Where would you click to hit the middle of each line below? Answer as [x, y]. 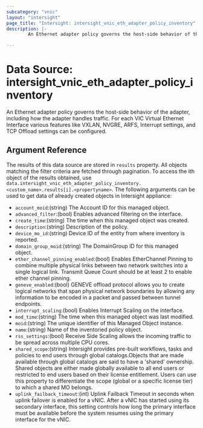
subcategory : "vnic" [32, 12]
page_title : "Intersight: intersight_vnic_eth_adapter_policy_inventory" [101, 23]
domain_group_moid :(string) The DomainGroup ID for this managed [97, 246]
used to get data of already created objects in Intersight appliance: [89, 196]
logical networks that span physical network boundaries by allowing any [105, 291]
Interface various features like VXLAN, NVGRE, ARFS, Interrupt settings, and [101, 125]
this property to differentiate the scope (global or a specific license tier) [104, 381]
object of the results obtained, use [49, 177]
